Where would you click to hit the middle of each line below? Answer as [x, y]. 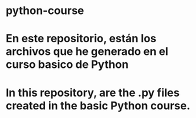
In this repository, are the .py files [93, 93]
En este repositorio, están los [81, 39]
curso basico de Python [67, 65]
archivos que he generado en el [87, 52]
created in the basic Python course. [98, 105]
